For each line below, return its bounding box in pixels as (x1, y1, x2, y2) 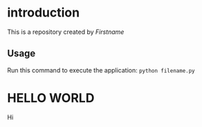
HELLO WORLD (7, 90, 95, 106)
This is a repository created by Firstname (7, 28, 125, 36)
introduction (7, 5, 80, 21)
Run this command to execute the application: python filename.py (7, 66, 195, 74)
